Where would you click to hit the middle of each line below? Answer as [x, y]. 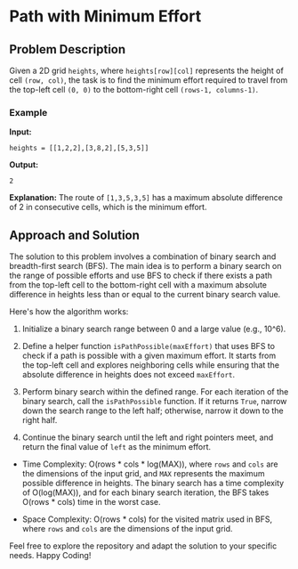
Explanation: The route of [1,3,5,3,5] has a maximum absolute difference [146, 198]
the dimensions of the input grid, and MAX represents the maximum [143, 474]
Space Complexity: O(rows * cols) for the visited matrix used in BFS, [147, 519]
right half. [40, 420]
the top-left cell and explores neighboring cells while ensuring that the [151, 365]
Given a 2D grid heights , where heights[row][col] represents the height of [147, 70]
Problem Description [68, 49]
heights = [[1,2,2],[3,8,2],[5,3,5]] [79, 149]
